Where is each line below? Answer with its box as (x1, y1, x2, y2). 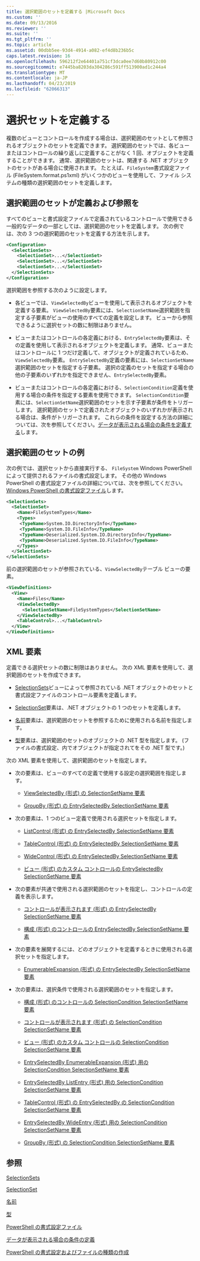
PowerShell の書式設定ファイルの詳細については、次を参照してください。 (6, 479, 186, 487)
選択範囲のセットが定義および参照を (6, 198, 139, 208)
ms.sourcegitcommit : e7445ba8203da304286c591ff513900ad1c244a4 (6, 64, 167, 70)
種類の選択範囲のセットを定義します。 (21, 179, 115, 186)
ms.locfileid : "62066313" (6, 86, 70, 92)
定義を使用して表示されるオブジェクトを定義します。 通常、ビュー (20, 341, 183, 349)
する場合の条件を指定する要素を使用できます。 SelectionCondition (20, 391, 185, 399)
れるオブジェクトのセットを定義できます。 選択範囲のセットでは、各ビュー (6, 142, 190, 149)
